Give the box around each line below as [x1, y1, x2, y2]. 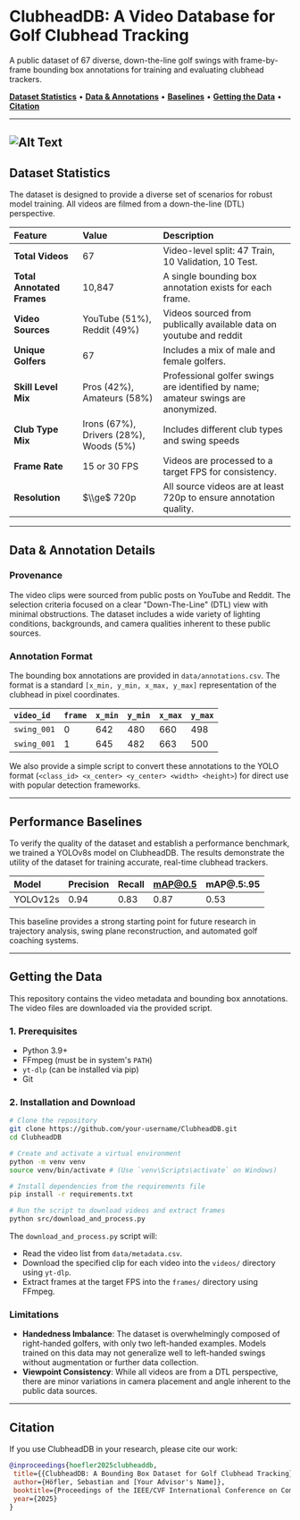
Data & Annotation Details [9, 543, 156, 558]
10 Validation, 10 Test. [162, 256, 258, 268]
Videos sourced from [162, 307, 252, 319]
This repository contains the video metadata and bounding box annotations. [9, 992, 288, 1003]
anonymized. [162, 403, 217, 416]
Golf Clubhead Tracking [9, 25, 189, 46]
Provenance [9, 570, 63, 582]
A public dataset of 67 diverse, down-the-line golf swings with [9, 55, 239, 65]
